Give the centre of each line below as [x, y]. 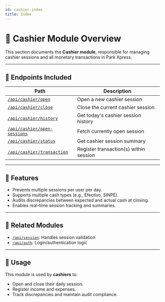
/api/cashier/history [33, 119]
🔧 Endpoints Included [39, 77]
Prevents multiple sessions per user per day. [57, 190]
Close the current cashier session [116, 108]
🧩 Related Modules [34, 226]
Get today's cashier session [109, 115]
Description [117, 91]
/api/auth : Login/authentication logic [50, 242]
